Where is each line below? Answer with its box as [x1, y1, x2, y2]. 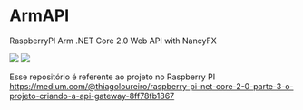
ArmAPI [9, 5, 70, 26]
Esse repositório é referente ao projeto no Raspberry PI [9, 71, 216, 82]
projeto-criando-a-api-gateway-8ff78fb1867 [9, 90, 175, 101]
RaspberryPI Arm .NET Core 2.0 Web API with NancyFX [9, 35, 217, 46]
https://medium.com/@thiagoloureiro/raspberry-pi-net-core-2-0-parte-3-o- [9, 80, 294, 91]
